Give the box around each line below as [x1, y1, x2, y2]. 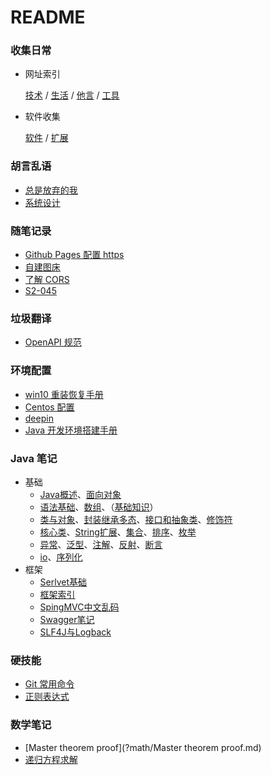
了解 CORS [24, 274, 70, 286]
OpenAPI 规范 [24, 336, 82, 348]
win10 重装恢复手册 [24, 388, 104, 400]
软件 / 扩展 [24, 132, 69, 144]
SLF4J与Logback [39, 626, 112, 638]
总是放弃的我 [24, 184, 78, 196]
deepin [24, 412, 54, 424]
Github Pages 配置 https [24, 249, 125, 261]
